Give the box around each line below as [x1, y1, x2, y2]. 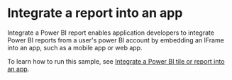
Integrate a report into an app [7, 5, 183, 21]
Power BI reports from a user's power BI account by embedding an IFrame [7, 35, 225, 44]
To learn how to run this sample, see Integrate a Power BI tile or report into [7, 57, 225, 65]
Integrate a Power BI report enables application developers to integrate [7, 28, 215, 37]
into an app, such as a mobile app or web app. [7, 43, 143, 52]
